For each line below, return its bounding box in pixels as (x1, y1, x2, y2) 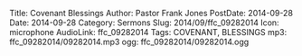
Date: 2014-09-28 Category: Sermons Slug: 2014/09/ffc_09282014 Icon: (9, 17, 279, 28)
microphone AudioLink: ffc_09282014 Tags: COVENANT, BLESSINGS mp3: (9, 27, 288, 37)
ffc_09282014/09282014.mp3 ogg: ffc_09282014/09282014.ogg (9, 36, 250, 47)
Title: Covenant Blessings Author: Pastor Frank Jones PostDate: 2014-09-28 (9, 8, 294, 18)
